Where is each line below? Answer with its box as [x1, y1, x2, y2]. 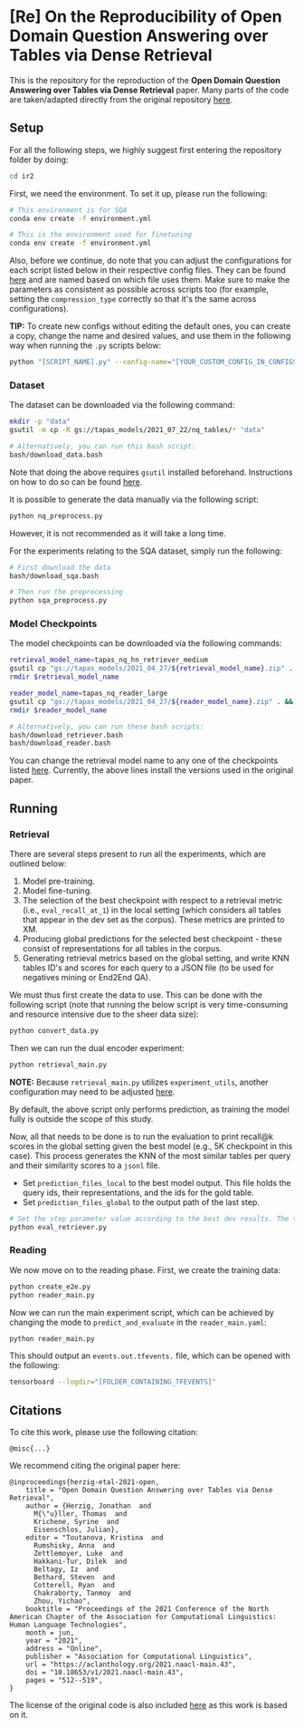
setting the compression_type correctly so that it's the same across [9, 294, 257, 304]
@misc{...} [9, 1444, 51, 1453]
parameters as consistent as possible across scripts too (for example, [9, 284, 270, 295]
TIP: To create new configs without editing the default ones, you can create [9, 321, 291, 332]
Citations [9, 1403, 62, 1418]
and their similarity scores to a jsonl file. [9, 1160, 161, 1171]
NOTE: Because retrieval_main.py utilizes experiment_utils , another [9, 1076, 269, 1087]
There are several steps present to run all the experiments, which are [9, 849, 267, 860]
